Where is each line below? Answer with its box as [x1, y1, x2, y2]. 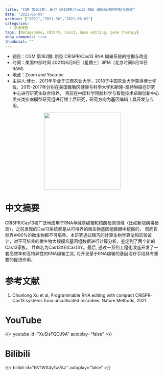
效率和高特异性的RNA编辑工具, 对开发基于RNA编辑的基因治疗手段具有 [13, 250, 154, 256]
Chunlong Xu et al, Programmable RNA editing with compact [12, 292, 135, 298]
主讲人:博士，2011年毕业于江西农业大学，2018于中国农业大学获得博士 [12, 78, 153, 84]
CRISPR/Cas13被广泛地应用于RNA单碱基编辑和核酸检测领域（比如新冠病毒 [5, 220, 155, 226]
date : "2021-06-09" [5, 12, 45, 17]
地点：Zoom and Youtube [12, 72, 64, 78]
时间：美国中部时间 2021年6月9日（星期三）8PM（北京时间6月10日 [12, 59, 148, 65]
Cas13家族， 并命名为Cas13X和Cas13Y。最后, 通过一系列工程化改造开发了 [5, 244, 154, 250]
